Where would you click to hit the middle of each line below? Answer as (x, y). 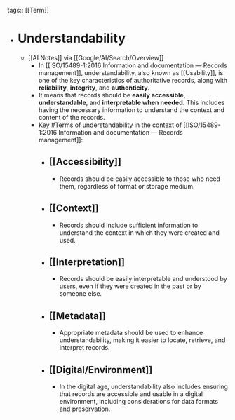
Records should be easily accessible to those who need (140, 179)
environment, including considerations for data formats (139, 401)
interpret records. (85, 348)
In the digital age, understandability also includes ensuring (143, 386)
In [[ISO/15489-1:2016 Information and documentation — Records (133, 65)
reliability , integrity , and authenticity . (94, 88)
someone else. (81, 294)
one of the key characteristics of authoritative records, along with (133, 80)
